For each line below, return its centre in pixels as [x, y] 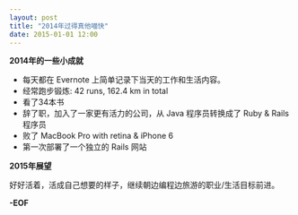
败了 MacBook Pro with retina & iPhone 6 [98, 136]
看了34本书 [43, 102]
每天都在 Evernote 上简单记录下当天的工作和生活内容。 [124, 80]
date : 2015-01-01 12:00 [54, 34]
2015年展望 [31, 166]
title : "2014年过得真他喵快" [59, 26]
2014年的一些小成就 [46, 61]
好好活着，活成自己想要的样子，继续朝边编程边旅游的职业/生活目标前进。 [145, 185]
